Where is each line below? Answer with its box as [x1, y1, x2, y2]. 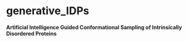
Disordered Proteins [6, 30, 57, 37]
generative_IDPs [6, 4, 89, 18]
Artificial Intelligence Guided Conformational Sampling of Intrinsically [6, 24, 183, 31]
